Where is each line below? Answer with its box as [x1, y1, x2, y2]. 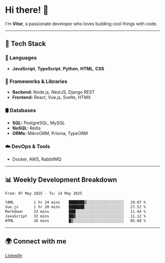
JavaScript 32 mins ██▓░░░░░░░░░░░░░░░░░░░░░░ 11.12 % [5, 214, 146, 219]
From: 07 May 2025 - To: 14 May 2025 [5, 191, 82, 196]
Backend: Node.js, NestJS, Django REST [12, 89, 95, 95]
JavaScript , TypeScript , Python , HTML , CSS [12, 66, 105, 71]
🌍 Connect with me [5, 237, 67, 245]
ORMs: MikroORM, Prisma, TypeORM [12, 131, 88, 136]
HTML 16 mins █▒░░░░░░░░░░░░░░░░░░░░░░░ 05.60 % [5, 218, 146, 223]
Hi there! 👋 [5, 4, 49, 16]
